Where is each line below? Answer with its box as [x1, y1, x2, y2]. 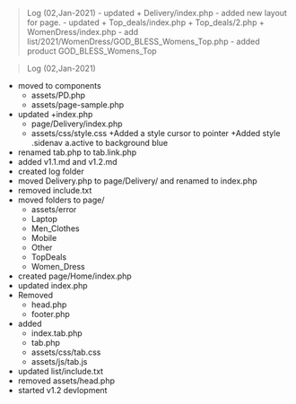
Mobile [30, 233, 57, 243]
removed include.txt [17, 185, 92, 195]
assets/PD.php [30, 90, 86, 100]
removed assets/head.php [17, 375, 115, 386]
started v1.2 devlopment [17, 385, 108, 395]
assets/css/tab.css [30, 347, 101, 357]
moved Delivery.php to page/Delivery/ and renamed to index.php [17, 176, 257, 186]
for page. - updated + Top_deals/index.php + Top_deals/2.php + [26, 17, 265, 28]
